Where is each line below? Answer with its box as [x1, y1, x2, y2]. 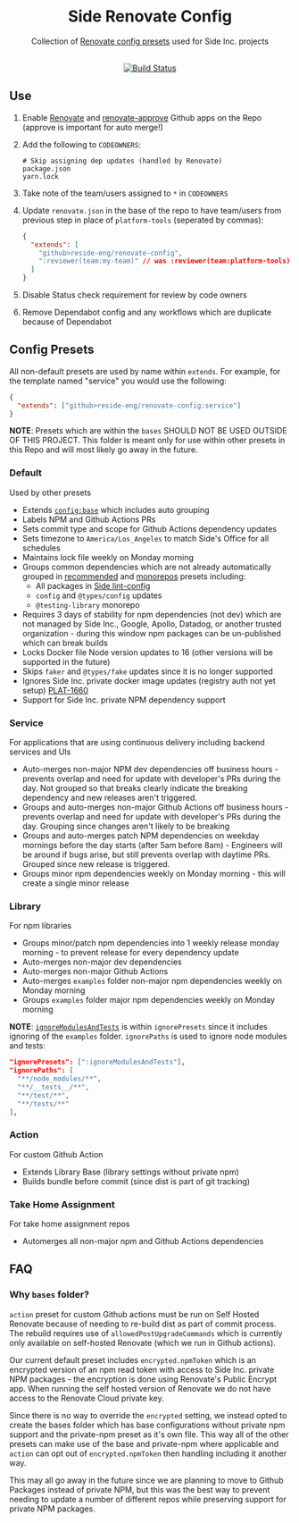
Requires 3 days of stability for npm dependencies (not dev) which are [21, 609, 282, 619]
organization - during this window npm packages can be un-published [21, 627, 281, 638]
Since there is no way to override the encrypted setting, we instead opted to [9, 1409, 287, 1420]
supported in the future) [21, 656, 111, 667]
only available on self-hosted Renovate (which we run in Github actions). [9, 1337, 277, 1348]
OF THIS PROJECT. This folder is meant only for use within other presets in [9, 435, 286, 446]
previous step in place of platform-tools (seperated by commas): [21, 215, 264, 225]
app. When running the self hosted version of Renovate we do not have [9, 1383, 271, 1393]
